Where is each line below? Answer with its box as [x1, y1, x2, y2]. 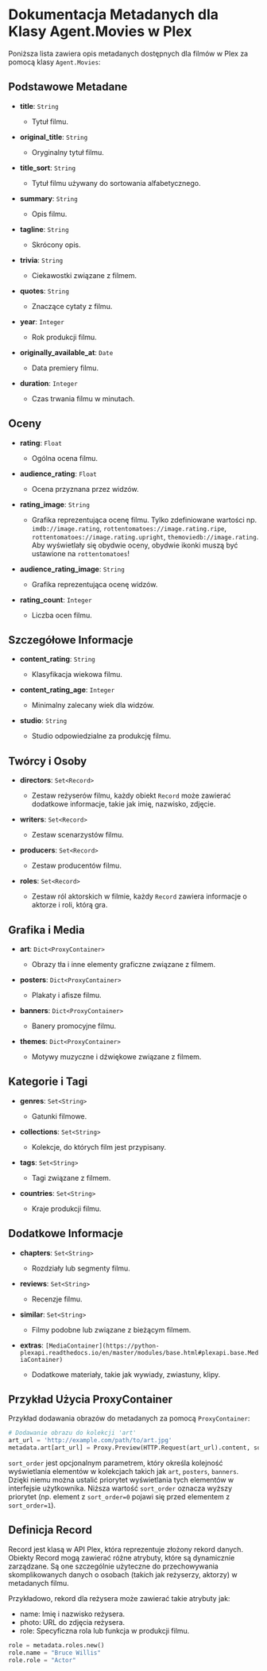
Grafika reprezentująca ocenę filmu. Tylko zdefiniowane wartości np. [31, 515, 257, 524]
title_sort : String [19, 163, 76, 172]
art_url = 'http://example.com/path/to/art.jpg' [8, 1437, 172, 1445]
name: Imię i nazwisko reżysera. [19, 1609, 126, 1619]
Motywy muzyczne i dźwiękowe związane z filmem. [31, 1052, 202, 1062]
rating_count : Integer [19, 594, 93, 605]
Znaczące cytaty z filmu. [31, 301, 113, 311]
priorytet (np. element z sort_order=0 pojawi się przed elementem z [8, 1492, 230, 1502]
